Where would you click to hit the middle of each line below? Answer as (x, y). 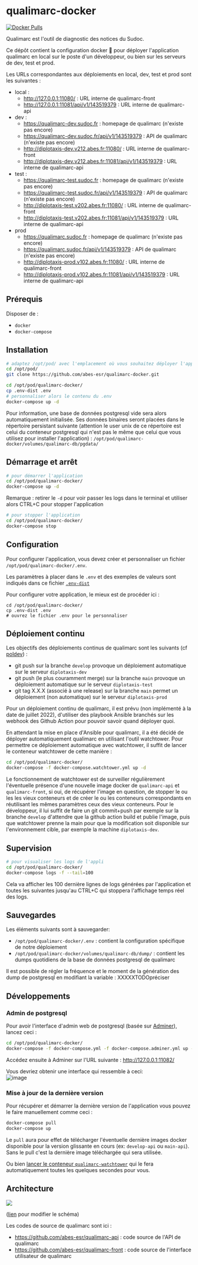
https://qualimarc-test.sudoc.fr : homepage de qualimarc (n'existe (103, 180)
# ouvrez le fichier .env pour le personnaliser (67, 616)
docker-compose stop (32, 526)
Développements (38, 996)
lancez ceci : (22, 1032)
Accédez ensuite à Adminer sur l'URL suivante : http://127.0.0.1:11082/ (90, 1060)
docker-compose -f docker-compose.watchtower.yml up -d (76, 768)
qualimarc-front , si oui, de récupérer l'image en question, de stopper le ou (97, 792)
